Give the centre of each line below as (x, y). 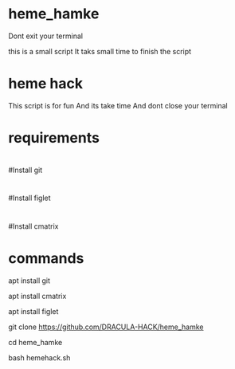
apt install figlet (33, 311)
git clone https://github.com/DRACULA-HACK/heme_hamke (106, 327)
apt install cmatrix (37, 296)
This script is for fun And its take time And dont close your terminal (118, 105)
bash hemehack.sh (39, 357)
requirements (54, 138)
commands (46, 258)
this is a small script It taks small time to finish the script (100, 51)
